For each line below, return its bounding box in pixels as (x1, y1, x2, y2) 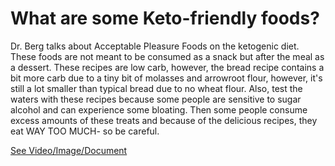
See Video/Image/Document (10, 144, 128, 156)
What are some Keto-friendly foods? (10, 7, 320, 30)
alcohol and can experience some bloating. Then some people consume (10, 103, 308, 116)
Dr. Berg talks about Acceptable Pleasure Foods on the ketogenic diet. (10, 40, 300, 52)
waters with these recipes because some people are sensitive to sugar (10, 93, 302, 105)
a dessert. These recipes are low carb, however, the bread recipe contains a (10, 61, 325, 73)
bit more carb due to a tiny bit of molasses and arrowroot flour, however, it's (10, 72, 323, 84)
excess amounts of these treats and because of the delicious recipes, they (10, 114, 318, 126)
